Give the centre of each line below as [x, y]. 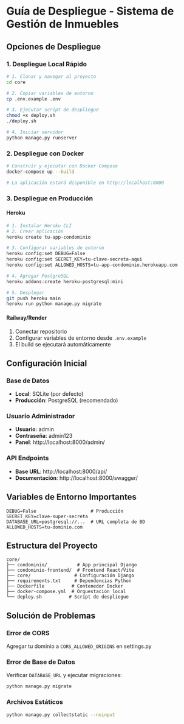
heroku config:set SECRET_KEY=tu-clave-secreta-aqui [74, 259]
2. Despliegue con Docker [45, 153]
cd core [16, 82]
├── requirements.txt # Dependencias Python [69, 581]
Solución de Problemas [51, 615]
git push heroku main [34, 298]
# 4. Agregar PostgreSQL [38, 276]
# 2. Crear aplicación [35, 231]
